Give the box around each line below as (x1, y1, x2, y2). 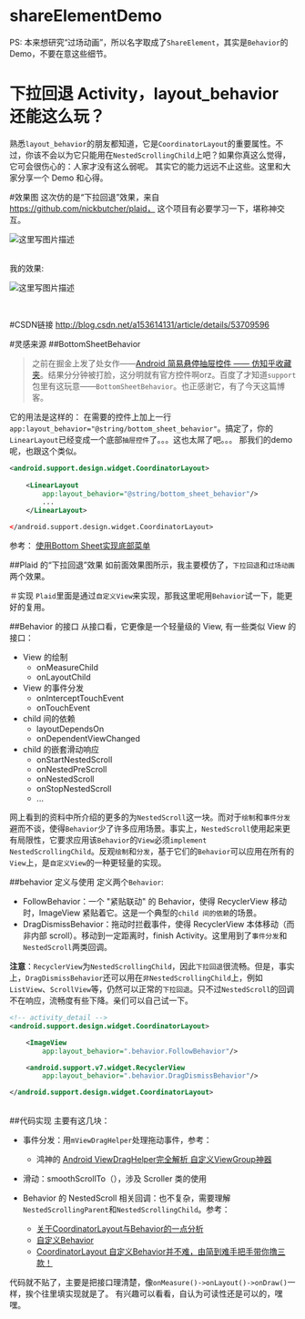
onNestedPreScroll (36, 764, 107, 774)
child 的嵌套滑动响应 (22, 744, 100, 754)
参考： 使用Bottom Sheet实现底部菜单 (9, 540, 151, 551)
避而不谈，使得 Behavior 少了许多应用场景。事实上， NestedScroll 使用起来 (9, 823, 283, 833)
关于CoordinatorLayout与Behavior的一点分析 (36, 1223, 204, 1234)
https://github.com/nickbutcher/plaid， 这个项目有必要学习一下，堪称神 (9, 202, 278, 214)
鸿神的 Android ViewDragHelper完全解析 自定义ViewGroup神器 (36, 1154, 272, 1165)
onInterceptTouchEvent (36, 693, 125, 703)
